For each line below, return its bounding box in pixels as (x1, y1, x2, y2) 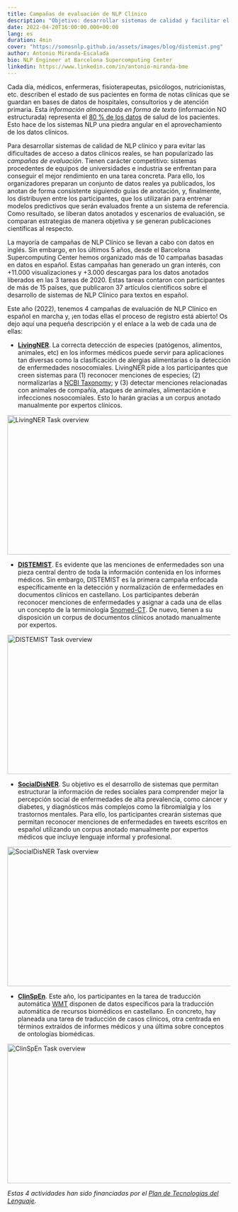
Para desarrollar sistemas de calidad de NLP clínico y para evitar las (7, 141, 205, 149)
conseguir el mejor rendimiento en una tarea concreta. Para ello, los (7, 171, 205, 180)
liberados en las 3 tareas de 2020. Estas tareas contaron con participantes (7, 276, 225, 284)
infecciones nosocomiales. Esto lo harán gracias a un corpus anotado (17, 393, 221, 402)
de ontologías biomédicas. (17, 1029, 96, 1038)
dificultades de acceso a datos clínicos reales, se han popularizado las (7, 149, 214, 157)
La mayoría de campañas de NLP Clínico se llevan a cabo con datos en (7, 238, 215, 247)
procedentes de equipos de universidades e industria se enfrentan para (7, 164, 217, 172)
